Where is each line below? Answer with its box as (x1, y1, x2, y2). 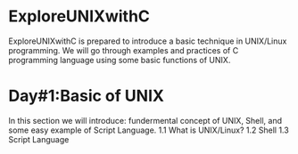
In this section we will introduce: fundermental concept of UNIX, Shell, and (8, 115, 283, 126)
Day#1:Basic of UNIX (8, 86, 164, 106)
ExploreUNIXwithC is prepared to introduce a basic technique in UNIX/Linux (8, 36, 287, 46)
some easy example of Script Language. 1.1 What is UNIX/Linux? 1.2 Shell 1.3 (8, 125, 289, 135)
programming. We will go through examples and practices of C (8, 45, 239, 55)
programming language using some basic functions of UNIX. (8, 54, 231, 65)
